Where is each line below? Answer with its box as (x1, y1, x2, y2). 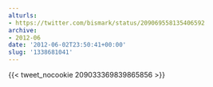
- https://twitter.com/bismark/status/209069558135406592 (8, 19, 205, 27)
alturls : (8, 11, 37, 20)
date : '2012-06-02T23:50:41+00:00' (8, 41, 127, 49)
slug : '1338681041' (8, 48, 73, 56)
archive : (8, 26, 37, 34)
